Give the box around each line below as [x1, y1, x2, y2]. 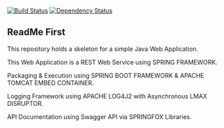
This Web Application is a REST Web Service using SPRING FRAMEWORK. [7, 58, 218, 66]
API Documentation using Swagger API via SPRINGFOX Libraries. [7, 112, 192, 120]
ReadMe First [7, 26, 65, 38]
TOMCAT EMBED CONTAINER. [7, 78, 94, 87]
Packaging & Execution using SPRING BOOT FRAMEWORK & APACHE [7, 71, 205, 79]
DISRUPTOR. [7, 99, 43, 107]
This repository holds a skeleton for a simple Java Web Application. [7, 45, 198, 53]
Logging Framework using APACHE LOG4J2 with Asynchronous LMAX [7, 92, 207, 100]
